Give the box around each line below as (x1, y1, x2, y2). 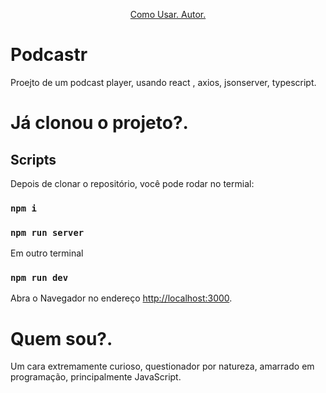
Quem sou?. (10, 327, 113, 350)
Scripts (10, 151, 57, 168)
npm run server (10, 227, 85, 238)
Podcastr (10, 44, 88, 66)
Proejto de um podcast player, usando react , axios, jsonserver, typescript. (10, 76, 317, 88)
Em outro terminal (10, 247, 84, 259)
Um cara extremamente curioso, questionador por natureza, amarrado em (10, 360, 315, 373)
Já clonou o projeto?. (10, 112, 189, 134)
